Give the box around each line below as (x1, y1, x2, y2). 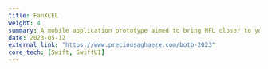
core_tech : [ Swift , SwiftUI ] (8, 48, 105, 56)
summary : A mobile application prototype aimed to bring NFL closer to (8, 26, 251, 34)
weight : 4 (8, 19, 41, 27)
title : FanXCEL (8, 11, 59, 20)
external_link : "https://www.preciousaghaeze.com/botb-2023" (8, 41, 216, 49)
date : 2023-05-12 (8, 33, 66, 42)
